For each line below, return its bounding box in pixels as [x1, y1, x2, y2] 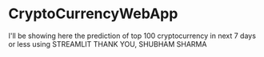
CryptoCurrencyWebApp [8, 5, 178, 23]
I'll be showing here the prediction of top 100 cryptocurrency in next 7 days [8, 31, 256, 40]
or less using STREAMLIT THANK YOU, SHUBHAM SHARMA [8, 39, 207, 48]
